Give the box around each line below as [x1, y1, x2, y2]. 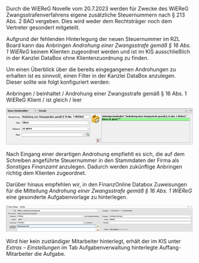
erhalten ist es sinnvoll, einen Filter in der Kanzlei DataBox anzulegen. [6, 72, 176, 79]
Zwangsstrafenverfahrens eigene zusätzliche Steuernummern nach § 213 [6, 11, 185, 18]
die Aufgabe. [34, 250, 66, 257]
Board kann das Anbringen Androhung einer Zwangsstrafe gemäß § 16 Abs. [6, 42, 191, 49]
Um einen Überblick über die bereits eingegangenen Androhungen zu [6, 66, 176, 73]
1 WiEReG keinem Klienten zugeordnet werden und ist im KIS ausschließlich [6, 48, 191, 55]
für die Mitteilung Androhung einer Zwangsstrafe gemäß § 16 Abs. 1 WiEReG [6, 187, 192, 195]
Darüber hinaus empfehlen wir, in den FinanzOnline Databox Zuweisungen [6, 181, 188, 188]
